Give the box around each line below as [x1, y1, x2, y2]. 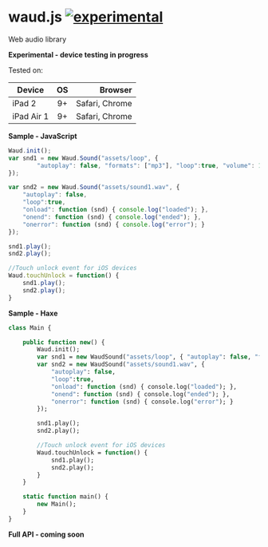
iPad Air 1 [12, 110, 49, 121]
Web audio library [8, 34, 67, 44]
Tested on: [8, 65, 44, 75]
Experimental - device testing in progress [8, 50, 149, 59]
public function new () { [22, 338, 105, 347]
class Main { [8, 323, 52, 331]
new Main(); [37, 500, 77, 509]
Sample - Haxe [8, 308, 58, 318]
